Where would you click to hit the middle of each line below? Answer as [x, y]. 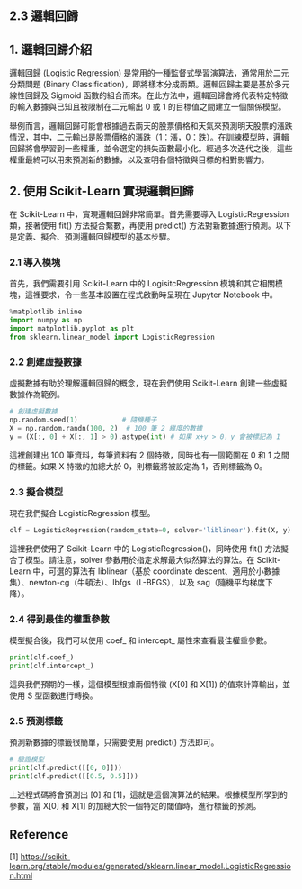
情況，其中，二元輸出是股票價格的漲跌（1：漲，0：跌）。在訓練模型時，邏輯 [149, 137]
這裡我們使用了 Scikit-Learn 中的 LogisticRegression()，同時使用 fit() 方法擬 [149, 549]
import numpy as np [46, 321]
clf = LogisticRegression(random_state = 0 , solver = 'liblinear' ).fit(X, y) [151, 530]
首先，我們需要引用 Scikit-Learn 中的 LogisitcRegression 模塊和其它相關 [142, 284]
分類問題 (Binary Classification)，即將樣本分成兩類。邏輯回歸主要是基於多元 [150, 85]
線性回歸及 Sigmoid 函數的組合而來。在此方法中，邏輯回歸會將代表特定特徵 [149, 95]
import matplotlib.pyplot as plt [72, 329]
